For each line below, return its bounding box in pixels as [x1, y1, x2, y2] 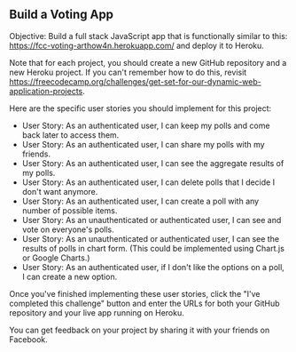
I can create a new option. [21, 271, 118, 282]
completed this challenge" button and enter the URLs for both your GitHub [9, 298, 281, 308]
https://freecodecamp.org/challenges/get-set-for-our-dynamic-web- [9, 76, 261, 87]
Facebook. [9, 333, 49, 345]
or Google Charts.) [21, 252, 90, 263]
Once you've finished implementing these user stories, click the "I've [9, 288, 261, 299]
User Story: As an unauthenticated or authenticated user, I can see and [21, 214, 282, 225]
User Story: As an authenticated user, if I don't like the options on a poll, [21, 261, 285, 272]
